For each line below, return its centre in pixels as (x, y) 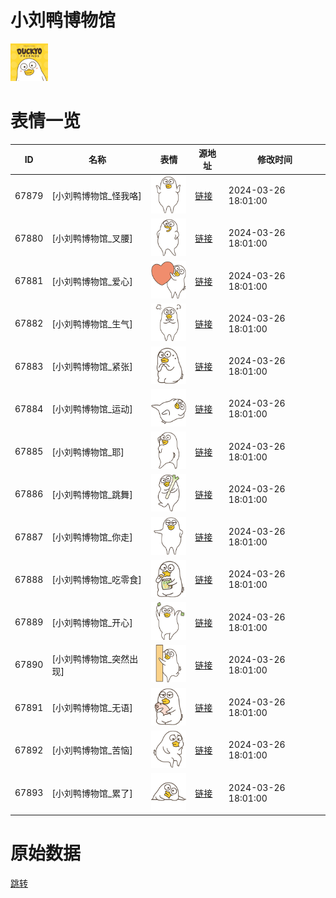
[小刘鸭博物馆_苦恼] (92, 750)
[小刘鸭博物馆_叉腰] (92, 238)
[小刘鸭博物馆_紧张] (92, 367)
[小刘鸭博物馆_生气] (92, 323)
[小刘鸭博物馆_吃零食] (96, 580)
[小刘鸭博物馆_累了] (92, 793)
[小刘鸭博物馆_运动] (92, 409)
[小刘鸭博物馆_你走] (92, 537)
